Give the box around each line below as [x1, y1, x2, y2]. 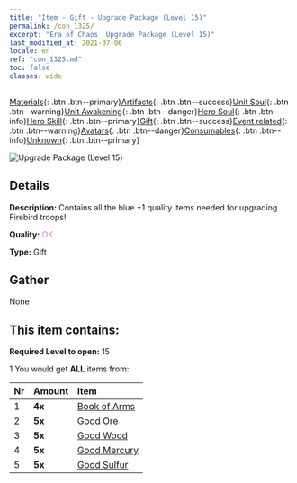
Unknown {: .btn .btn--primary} [26, 134, 140, 145]
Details [9, 178, 49, 193]
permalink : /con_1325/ [9, 22, 94, 31]
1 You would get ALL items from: [9, 363, 130, 374]
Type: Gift [9, 246, 47, 257]
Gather [9, 272, 49, 288]
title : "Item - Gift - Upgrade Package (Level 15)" [9, 13, 207, 22]
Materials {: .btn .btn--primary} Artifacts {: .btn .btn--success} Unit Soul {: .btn [9, 96, 290, 107]
